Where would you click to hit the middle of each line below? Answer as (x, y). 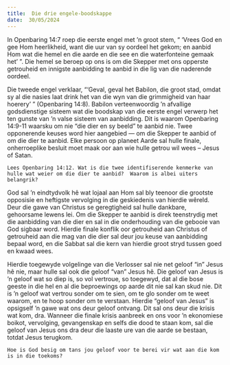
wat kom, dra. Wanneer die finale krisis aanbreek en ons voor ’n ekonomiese (115, 315)
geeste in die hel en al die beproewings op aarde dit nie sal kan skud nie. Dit (115, 286)
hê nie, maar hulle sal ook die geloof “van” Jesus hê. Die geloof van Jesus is (115, 272)
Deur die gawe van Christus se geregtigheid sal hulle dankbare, (97, 207)
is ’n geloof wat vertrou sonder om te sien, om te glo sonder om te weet (108, 294)
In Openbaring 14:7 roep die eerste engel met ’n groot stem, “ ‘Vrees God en (115, 39)
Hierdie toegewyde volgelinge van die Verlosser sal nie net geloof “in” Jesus (115, 264)
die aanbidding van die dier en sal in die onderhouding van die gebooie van (114, 221)
